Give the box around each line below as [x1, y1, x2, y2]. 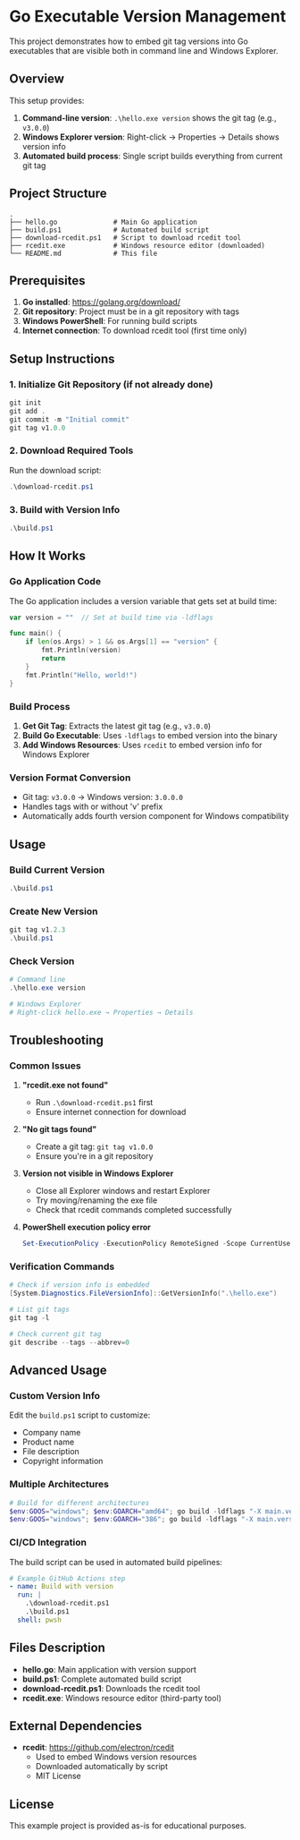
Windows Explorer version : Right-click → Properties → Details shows [21, 132, 279, 142]
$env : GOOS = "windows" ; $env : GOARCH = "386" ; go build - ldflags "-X [9, 1515, 254, 1524]
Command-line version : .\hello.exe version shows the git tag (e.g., [21, 112, 277, 123]
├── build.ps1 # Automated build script [9, 226, 210, 234]
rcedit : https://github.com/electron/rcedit [21, 1742, 175, 1753]
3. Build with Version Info [9, 503, 121, 515]
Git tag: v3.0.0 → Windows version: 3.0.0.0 [21, 792, 183, 803]
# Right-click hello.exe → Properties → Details [9, 1008, 194, 1017]
